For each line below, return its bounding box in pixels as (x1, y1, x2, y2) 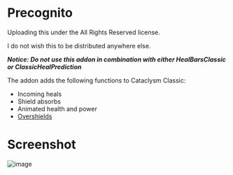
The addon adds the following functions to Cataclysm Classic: (7, 76, 186, 85)
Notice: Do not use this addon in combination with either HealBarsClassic (7, 55, 226, 64)
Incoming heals (17, 90, 62, 98)
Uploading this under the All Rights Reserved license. (7, 28, 161, 36)
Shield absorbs (17, 97, 62, 106)
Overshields (17, 112, 52, 120)
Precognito (7, 5, 73, 21)
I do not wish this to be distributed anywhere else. (7, 41, 151, 50)
